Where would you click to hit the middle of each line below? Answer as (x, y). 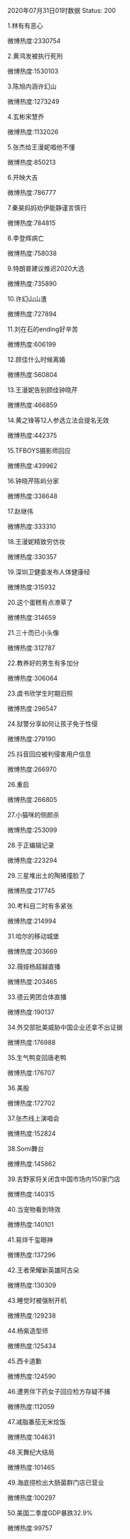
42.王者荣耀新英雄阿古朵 (43, 1270)
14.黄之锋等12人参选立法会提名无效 (58, 420)
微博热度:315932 (32, 587)
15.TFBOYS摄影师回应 (39, 451)
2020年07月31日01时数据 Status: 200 (61, 10)
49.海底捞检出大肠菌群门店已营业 (56, 1483)
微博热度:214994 (32, 921)
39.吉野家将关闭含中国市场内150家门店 (64, 1179)
